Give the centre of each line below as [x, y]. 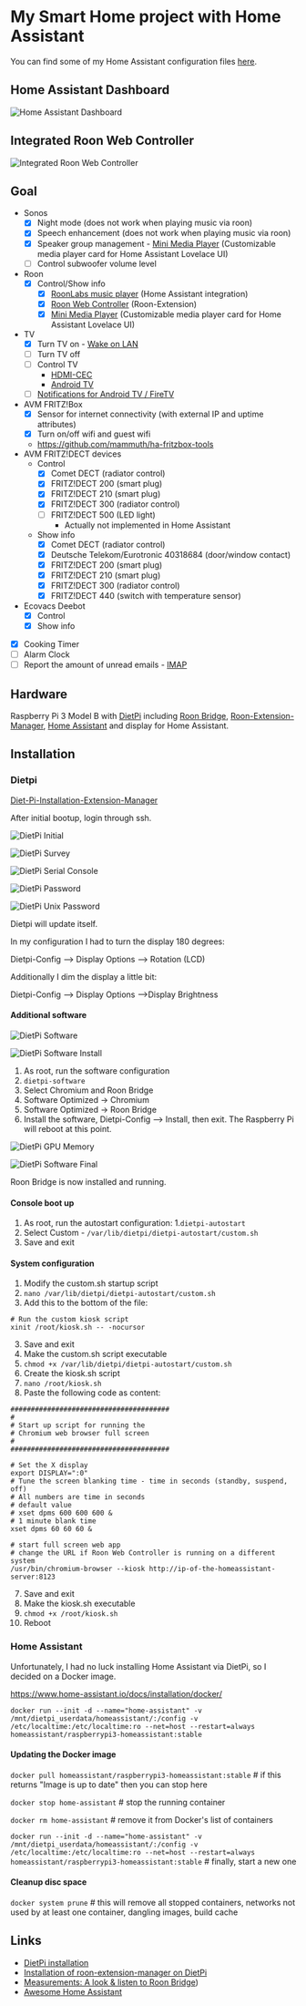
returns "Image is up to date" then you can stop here [109, 1785]
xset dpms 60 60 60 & [51, 1529]
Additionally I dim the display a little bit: [84, 976]
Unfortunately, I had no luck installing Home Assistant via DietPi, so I [138, 1666]
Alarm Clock [47, 654]
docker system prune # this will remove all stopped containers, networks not [153, 1903]
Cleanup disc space [49, 1882]
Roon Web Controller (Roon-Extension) [124, 303]
